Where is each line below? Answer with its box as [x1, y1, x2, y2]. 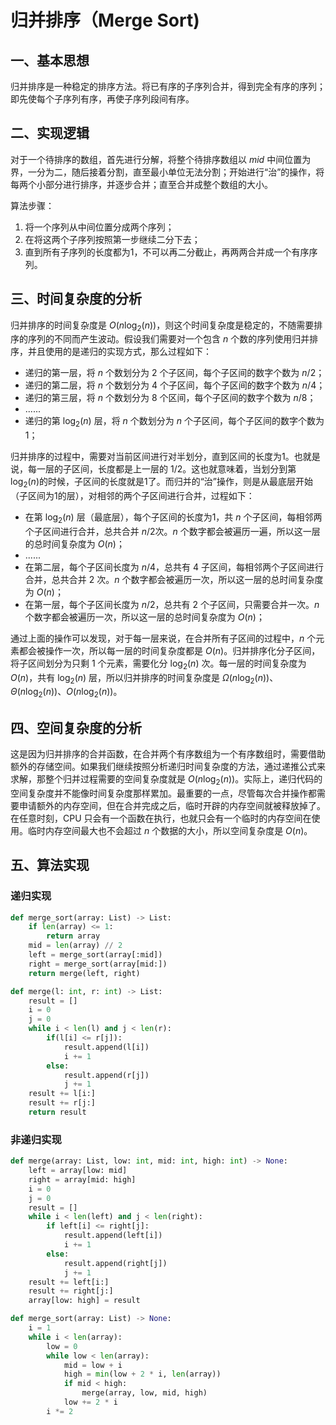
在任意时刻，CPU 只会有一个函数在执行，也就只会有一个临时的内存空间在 [10, 812, 312, 824]
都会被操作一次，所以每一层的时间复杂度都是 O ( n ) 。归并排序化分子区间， [18, 644, 321, 656]
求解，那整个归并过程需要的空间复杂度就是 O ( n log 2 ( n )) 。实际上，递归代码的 [10, 773, 323, 787]
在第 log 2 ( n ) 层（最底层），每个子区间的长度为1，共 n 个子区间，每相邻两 [24, 511, 323, 525]
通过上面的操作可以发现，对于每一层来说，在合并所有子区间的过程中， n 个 [10, 632, 317, 644]
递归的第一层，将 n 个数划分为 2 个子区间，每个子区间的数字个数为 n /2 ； [24, 367, 325, 379]
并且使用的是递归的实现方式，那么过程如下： [27, 346, 212, 358]
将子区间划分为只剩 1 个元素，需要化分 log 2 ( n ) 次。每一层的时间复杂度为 [10, 657, 307, 671]
